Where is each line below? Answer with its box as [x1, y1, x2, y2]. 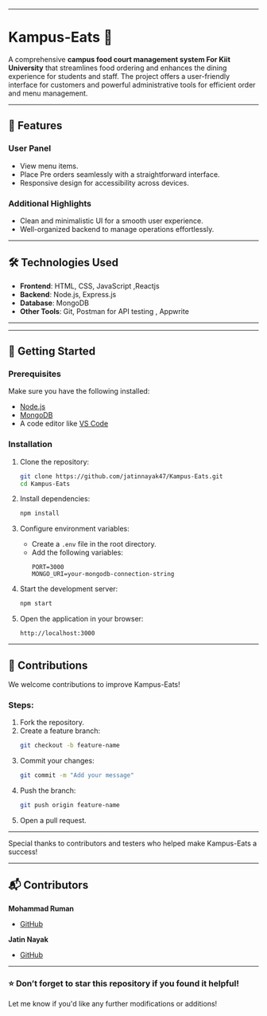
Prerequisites [8, 368, 61, 379]
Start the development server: [19, 584, 118, 594]
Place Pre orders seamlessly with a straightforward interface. [19, 169, 220, 179]
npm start [19, 599, 53, 608]
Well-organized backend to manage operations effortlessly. [19, 224, 215, 233]
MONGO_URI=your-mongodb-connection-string [31, 571, 175, 579]
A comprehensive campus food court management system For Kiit [8, 54, 230, 64]
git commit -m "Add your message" [19, 771, 134, 779]
